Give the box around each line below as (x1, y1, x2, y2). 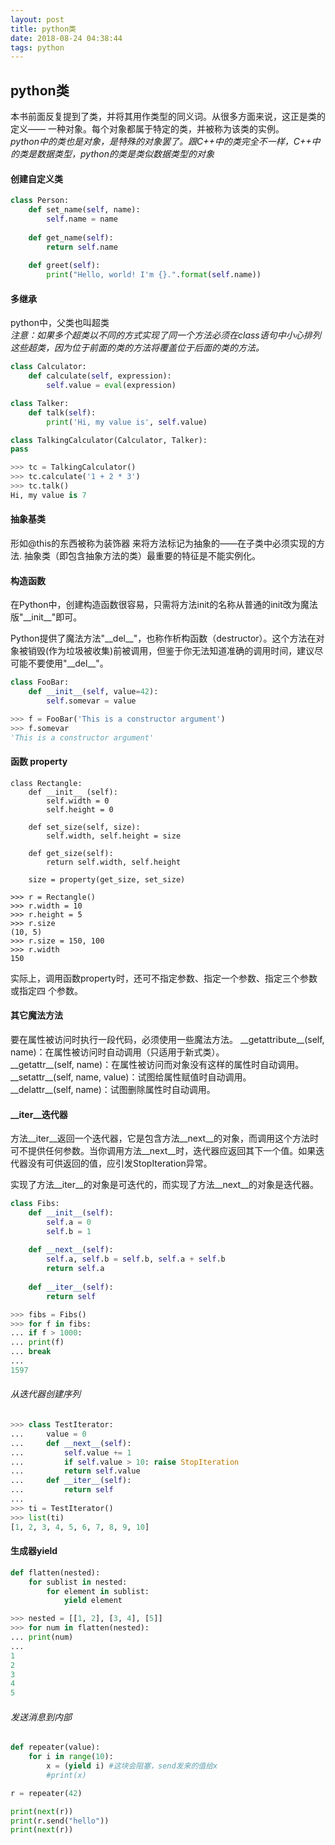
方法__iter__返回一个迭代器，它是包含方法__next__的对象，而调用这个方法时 (10, 1132, 319, 1145)
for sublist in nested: (28, 1577, 128, 1587)
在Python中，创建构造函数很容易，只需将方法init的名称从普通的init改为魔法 (10, 599, 318, 611)
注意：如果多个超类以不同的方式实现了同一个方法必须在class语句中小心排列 (10, 329, 322, 341)
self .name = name (46, 214, 118, 225)
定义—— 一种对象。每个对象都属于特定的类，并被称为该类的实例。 (10, 123, 285, 135)
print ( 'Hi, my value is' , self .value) (46, 417, 208, 427)
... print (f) (10, 1337, 65, 1348)
